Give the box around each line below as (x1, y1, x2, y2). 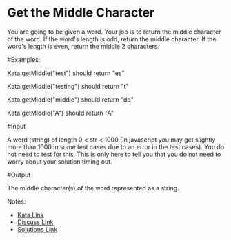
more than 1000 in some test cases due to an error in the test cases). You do (7, 142, 225, 151)
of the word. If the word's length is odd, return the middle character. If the (7, 34, 217, 43)
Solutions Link (17, 225, 58, 233)
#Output (7, 171, 31, 179)
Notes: (7, 197, 26, 206)
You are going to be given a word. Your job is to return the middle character (7, 28, 221, 36)
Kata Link (17, 210, 44, 219)
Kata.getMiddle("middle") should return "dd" (7, 95, 134, 104)
